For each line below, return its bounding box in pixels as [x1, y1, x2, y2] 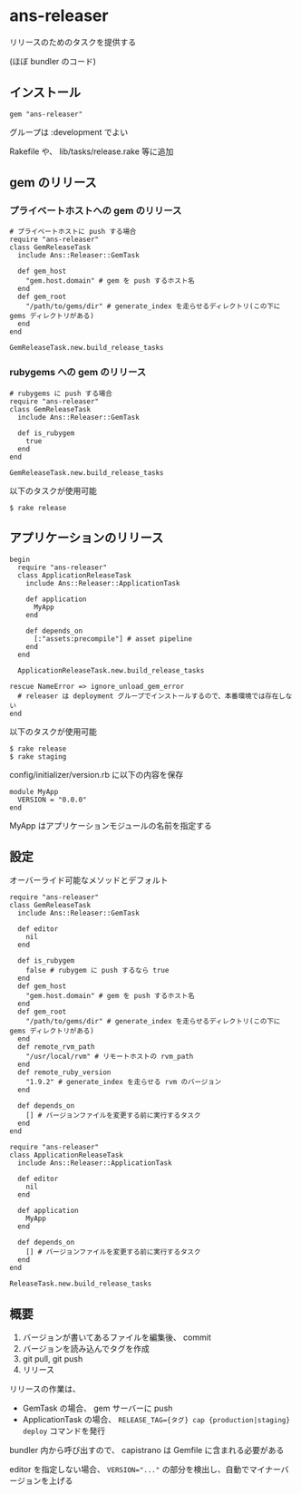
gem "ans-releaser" [9, 110, 83, 119]
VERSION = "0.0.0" [17, 795, 88, 804]
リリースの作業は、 [9, 1383, 82, 1394]
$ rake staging [9, 752, 67, 762]
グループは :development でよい [9, 126, 129, 137]
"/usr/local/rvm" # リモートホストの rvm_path [25, 1053, 194, 1062]
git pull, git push [22, 1353, 83, 1364]
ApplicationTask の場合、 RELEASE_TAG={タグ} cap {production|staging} [22, 1414, 290, 1425]
